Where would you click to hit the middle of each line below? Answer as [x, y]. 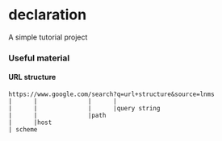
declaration [48, 15]
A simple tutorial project [48, 37]
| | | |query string [84, 109]
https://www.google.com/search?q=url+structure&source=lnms [112, 94]
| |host [30, 122]
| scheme [23, 130]
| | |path [57, 116]
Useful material [39, 58]
